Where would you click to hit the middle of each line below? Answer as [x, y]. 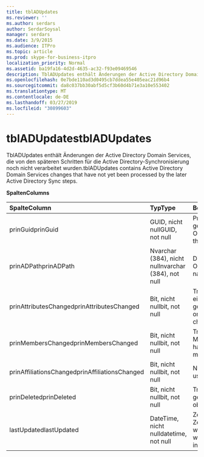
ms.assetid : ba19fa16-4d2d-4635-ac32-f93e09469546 [72, 69]
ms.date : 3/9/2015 [29, 40]
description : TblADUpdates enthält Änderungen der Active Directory [95, 74]
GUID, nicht [166, 222]
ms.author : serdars [31, 23]
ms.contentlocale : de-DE [38, 97]
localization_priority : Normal [46, 63]
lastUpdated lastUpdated [44, 430]
